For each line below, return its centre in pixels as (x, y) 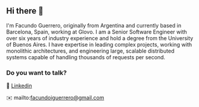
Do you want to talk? (37, 72)
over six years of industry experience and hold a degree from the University (100, 38)
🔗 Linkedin (19, 86)
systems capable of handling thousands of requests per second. (86, 57)
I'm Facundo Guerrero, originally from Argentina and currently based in (94, 25)
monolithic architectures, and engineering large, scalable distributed (91, 51)
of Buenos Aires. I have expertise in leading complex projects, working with (99, 44)
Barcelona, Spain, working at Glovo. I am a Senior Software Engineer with (97, 32)
